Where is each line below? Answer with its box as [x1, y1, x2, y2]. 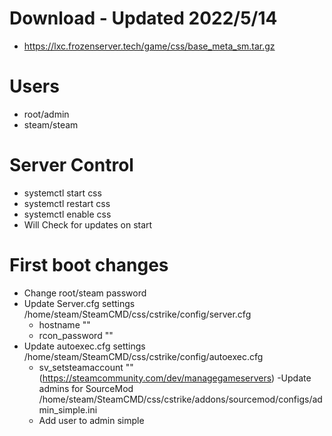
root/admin [23, 108, 70, 120]
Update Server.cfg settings [23, 297, 136, 309]
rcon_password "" [38, 329, 114, 341]
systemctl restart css [23, 197, 111, 209]
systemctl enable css [23, 208, 112, 220]
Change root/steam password [23, 287, 147, 299]
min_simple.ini [38, 403, 98, 416]
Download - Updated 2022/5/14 [9, 7, 278, 30]
